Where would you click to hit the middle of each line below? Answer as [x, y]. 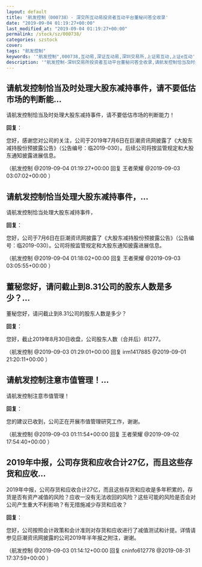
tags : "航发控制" [26, 51]
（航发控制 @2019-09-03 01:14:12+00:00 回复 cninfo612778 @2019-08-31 [98, 550]
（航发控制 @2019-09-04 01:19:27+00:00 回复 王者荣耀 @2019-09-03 [93, 169]
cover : [14, 46]
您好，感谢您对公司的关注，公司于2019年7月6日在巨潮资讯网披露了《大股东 [100, 141]
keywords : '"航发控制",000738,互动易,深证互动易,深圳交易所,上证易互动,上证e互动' [101, 57]
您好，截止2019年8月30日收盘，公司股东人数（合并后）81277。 [85, 339]
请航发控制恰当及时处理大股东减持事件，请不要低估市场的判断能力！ [90, 115]
